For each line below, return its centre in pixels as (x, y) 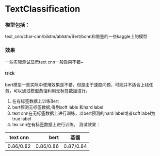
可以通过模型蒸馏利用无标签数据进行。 (52, 90)
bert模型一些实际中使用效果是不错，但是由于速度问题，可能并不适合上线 (77, 85)
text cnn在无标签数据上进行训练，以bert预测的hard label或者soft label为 (84, 113)
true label (22, 119)
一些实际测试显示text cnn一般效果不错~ (44, 62)
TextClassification (43, 9)
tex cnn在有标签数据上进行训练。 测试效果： (56, 124)
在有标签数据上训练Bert (35, 101)
